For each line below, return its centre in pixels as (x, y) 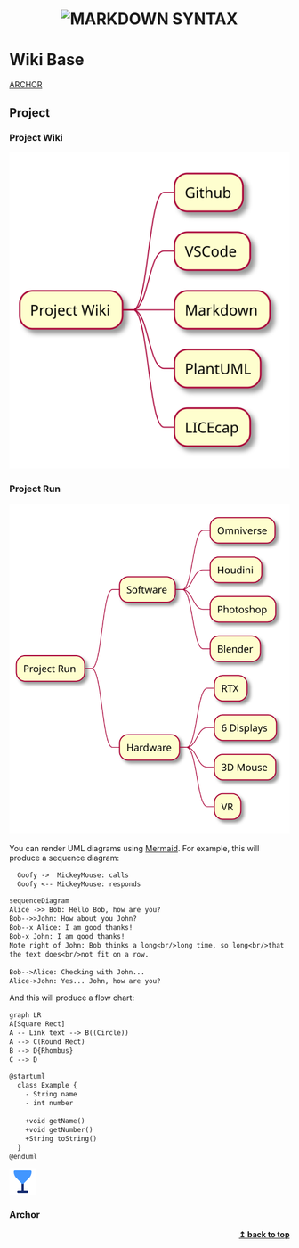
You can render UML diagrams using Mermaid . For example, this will (134, 848)
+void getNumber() (59, 1129)
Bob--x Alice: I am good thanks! (71, 927)
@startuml (28, 1076)
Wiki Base (47, 60)
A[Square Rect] (37, 1024)
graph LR (25, 1015)
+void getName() (56, 1121)
